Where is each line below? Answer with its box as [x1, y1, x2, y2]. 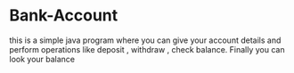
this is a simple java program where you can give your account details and [9, 35, 282, 45]
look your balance [9, 53, 76, 64]
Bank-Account [9, 5, 118, 26]
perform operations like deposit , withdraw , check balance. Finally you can [9, 44, 285, 54]
